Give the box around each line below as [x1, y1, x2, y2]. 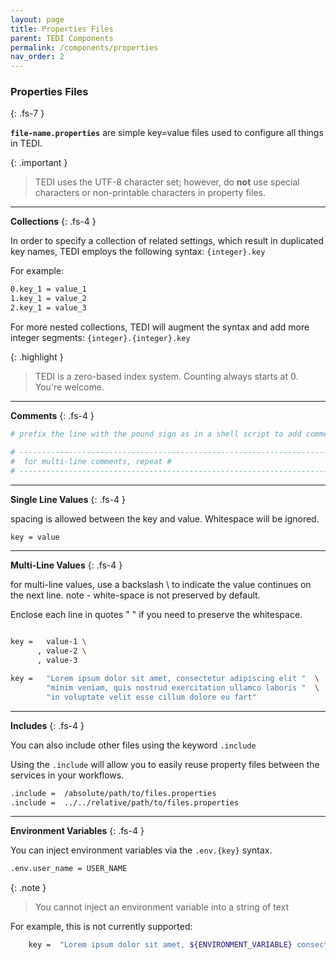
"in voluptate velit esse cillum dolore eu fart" [46, 692, 257, 702]
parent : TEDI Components [10, 33, 114, 43]
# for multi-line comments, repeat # [10, 456, 172, 466]
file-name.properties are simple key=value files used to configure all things [10, 127, 324, 139]
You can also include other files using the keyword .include [10, 739, 257, 751]
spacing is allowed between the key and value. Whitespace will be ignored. [10, 512, 320, 525]
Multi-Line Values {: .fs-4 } [10, 559, 123, 571]
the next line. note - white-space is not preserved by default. [10, 589, 261, 601]
